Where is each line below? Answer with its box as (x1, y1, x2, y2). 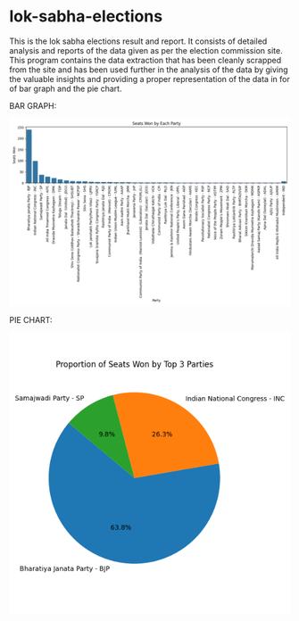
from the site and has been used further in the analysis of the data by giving (9, 64, 288, 75)
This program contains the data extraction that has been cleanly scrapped (9, 54, 282, 65)
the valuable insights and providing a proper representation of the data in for (9, 73, 290, 84)
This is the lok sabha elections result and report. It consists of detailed (9, 36, 268, 46)
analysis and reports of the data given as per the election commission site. (9, 45, 283, 55)
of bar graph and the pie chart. (9, 83, 122, 94)
